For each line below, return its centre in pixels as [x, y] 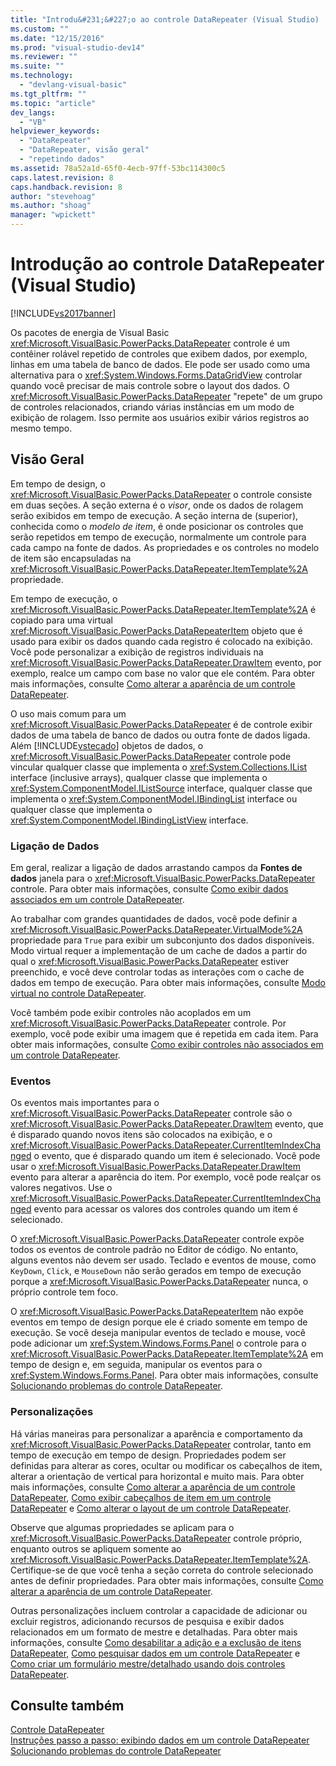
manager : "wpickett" [53, 215]
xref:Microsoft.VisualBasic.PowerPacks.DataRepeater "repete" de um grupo [166, 396]
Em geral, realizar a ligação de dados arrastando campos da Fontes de [156, 868]
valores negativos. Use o [61, 1188]
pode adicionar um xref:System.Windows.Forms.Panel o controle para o [158, 1343]
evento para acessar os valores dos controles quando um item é [166, 1209]
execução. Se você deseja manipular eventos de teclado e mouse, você [158, 1333]
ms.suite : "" [37, 66]
